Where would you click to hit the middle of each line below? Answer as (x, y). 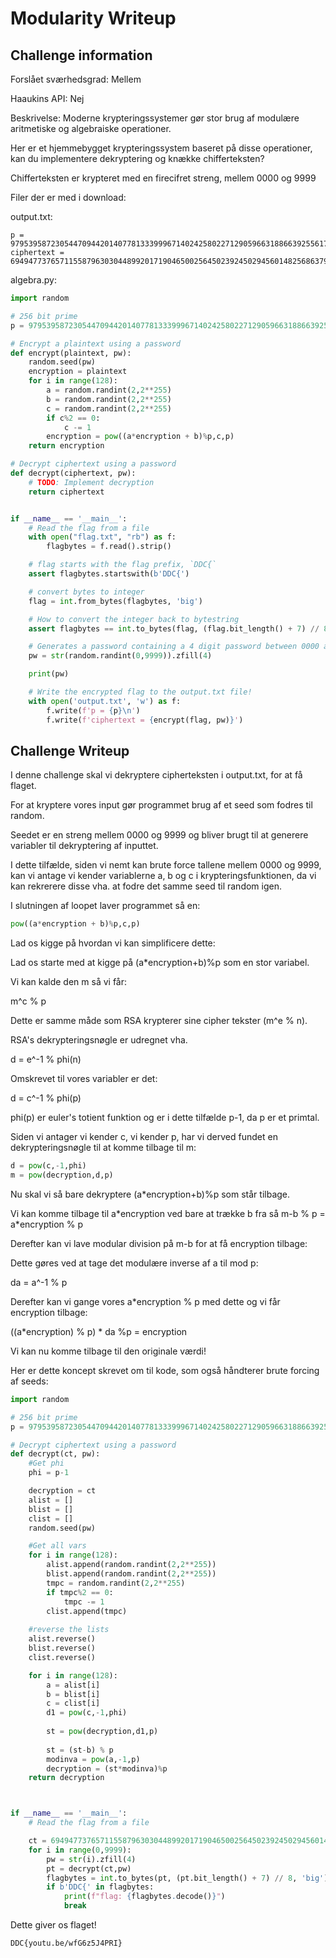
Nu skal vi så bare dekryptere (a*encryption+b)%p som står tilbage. (150, 1194)
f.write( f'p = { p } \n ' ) (93, 710)
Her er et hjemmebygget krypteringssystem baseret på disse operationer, (161, 148)
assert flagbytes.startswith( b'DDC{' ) (109, 574)
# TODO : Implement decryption (91, 482)
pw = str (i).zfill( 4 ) (91, 1859)
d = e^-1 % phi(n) (46, 1059)
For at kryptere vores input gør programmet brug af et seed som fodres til (161, 805)
